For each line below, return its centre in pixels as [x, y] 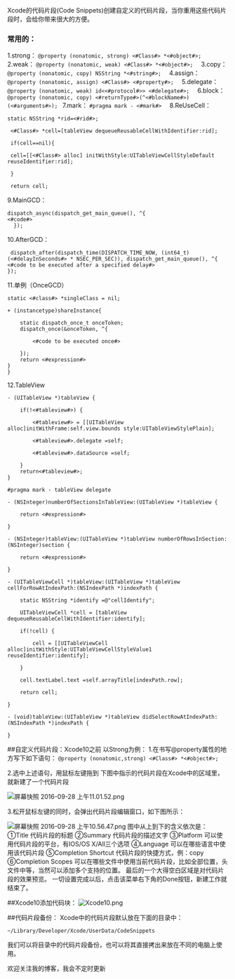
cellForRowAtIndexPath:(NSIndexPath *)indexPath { [83, 588]
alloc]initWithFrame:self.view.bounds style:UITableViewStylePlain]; [111, 429]
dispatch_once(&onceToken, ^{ [64, 329]
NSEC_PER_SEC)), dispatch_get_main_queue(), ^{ [147, 259]
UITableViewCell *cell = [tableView [74, 613]
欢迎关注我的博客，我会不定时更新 [56, 968]
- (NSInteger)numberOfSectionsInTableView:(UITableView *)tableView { [113, 502]
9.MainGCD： [27, 200]
